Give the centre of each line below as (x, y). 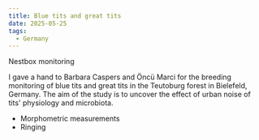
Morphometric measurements (70, 119)
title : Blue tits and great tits (65, 16)
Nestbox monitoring (41, 62)
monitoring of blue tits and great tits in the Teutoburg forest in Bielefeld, (128, 86)
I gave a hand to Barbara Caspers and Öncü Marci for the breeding (120, 77)
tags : (17, 31)
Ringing (33, 127)
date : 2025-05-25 (38, 23)
